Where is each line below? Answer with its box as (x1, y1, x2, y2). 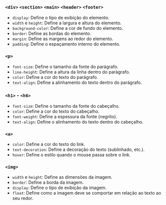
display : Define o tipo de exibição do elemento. (12, 15, 110, 21)
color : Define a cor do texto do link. (12, 141, 85, 147)
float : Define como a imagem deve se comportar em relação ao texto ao (12, 190, 162, 196)
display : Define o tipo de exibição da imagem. (12, 185, 107, 191)
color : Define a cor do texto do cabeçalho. (12, 108, 100, 114)
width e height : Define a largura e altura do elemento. (12, 20, 122, 26)
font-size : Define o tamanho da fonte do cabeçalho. (12, 103, 120, 109)
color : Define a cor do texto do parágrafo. (12, 74, 98, 80)
